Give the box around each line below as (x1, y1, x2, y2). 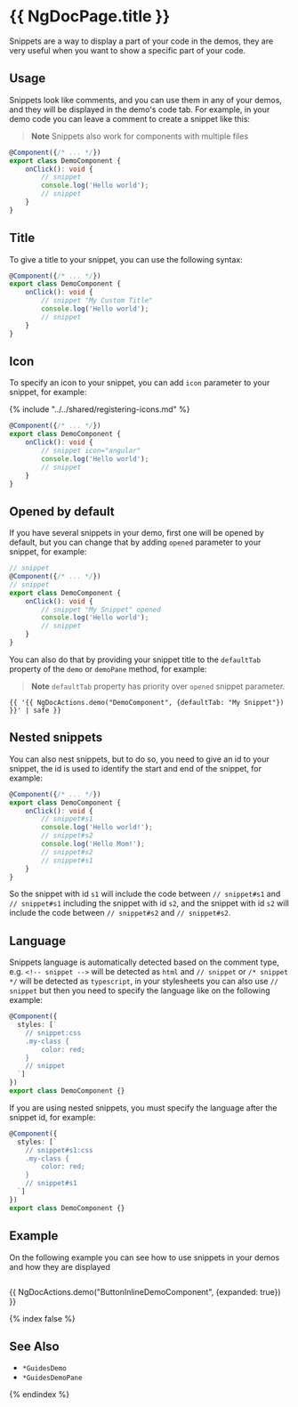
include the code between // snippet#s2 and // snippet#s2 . (9, 908, 231, 918)
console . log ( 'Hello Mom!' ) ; (41, 839, 145, 848)
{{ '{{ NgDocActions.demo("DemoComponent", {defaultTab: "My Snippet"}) (9, 698, 285, 707)
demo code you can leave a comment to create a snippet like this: (9, 113, 251, 124)
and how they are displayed (9, 1261, 111, 1272)
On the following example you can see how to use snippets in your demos (9, 1252, 280, 1263)
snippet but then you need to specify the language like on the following (9, 985, 270, 996)
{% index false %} (9, 1313, 76, 1323)
